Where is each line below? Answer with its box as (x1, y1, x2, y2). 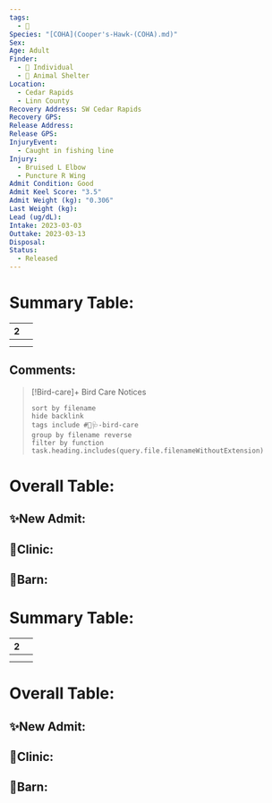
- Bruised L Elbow (17, 163, 87, 172)
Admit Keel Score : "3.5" (9, 188, 102, 197)
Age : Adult (9, 46, 50, 55)
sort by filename (30, 403, 97, 412)
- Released (17, 254, 58, 264)
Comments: (9, 363, 76, 378)
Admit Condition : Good (9, 180, 94, 189)
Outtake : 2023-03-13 (9, 229, 87, 238)
